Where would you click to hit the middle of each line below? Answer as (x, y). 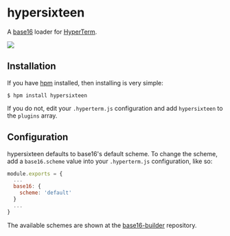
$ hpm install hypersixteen (47, 95)
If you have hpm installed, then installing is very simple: (85, 83)
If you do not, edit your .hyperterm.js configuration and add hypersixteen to (115, 108)
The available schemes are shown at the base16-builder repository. (102, 225)
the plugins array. (32, 116)
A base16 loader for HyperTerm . (52, 32)
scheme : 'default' (46, 193)
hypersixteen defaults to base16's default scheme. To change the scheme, (112, 153)
